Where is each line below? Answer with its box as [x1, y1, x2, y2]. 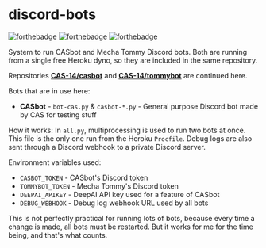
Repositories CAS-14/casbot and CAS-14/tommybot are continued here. [8, 71, 248, 80]
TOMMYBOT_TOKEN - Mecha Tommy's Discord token [19, 181, 179, 191]
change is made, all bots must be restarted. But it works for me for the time [8, 222, 254, 231]
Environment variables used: [8, 157, 102, 167]
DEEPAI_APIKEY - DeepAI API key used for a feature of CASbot [19, 189, 220, 199]
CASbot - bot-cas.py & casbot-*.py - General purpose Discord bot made [19, 101, 259, 111]
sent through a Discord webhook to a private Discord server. [8, 142, 206, 151]
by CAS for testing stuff [19, 109, 97, 120]
